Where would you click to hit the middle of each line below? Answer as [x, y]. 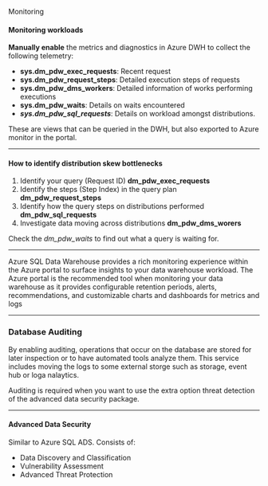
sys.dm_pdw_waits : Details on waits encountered [102, 105]
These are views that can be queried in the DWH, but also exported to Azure [134, 129]
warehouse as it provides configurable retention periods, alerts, [112, 287]
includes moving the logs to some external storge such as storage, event [128, 366]
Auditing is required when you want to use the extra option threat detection [132, 390]
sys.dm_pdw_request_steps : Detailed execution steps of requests [130, 80]
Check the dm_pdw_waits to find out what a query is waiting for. [114, 239]
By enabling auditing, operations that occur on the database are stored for [130, 349]
